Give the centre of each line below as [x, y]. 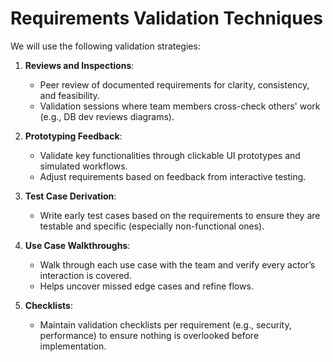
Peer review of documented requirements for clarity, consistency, [174, 84]
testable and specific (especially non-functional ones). [152, 226]
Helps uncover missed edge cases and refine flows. [146, 286]
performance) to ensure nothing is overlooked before [149, 335]
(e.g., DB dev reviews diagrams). [107, 116]
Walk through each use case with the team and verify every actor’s [177, 264]
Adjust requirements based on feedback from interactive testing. [173, 176]
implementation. [73, 346]
